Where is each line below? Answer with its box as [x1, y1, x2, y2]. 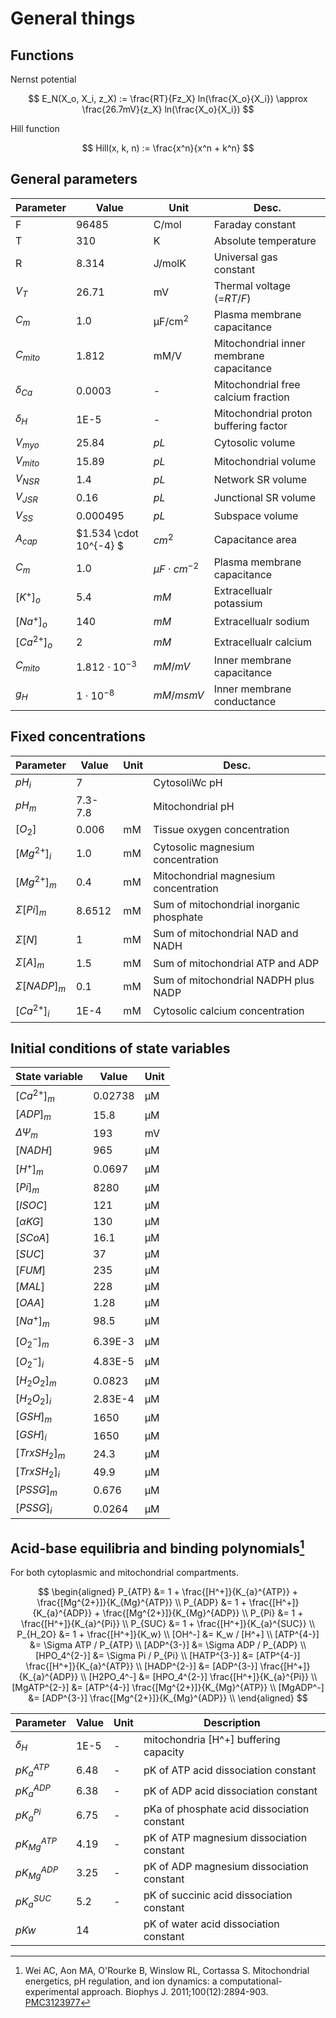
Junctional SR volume [213, 490, 316, 504]
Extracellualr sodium [213, 615, 310, 628]
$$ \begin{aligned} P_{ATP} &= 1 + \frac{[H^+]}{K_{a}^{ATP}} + [37, 1585, 299, 1597]
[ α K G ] [15, 1215, 45, 1229]
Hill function [10, 123, 60, 134]
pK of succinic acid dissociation [143, 1888, 293, 1902]
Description [203, 1715, 261, 1729]
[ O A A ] [15, 1296, 45, 1310]
